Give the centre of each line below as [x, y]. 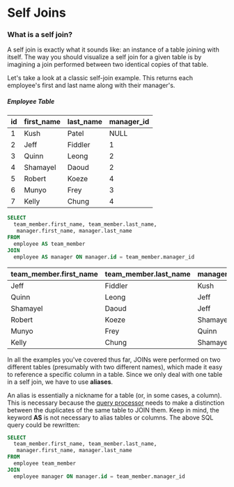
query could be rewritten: [44, 425]
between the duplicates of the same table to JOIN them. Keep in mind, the [113, 410]
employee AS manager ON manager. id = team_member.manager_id [104, 257]
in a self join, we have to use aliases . [60, 382]
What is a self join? [40, 35]
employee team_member [45, 464]
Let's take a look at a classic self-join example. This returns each [100, 78]
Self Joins [37, 13]
